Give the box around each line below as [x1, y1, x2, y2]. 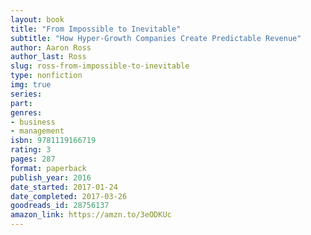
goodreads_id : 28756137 [10, 201, 110, 211]
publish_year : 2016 [10, 172, 92, 183]
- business [10, 117, 56, 127]
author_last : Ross [10, 52, 87, 62]
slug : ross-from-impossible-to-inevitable [10, 61, 190, 71]
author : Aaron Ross [10, 42, 92, 53]
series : [10, 89, 43, 99]
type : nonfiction [10, 71, 83, 81]
